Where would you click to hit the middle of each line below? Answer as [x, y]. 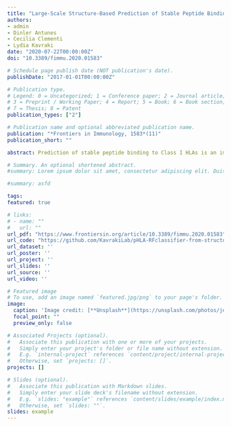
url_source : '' [29, 272]
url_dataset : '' [30, 247]
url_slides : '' [29, 266]
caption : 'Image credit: [49, 311]
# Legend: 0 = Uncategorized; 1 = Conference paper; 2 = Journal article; [117, 96]
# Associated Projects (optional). [58, 335]
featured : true [29, 203]
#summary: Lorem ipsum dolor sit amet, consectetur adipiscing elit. [109, 171]
